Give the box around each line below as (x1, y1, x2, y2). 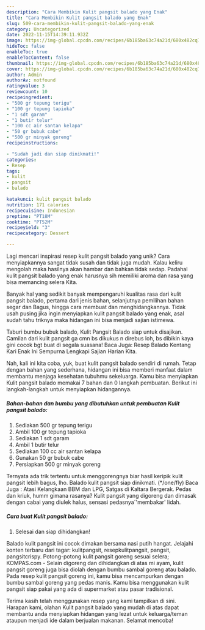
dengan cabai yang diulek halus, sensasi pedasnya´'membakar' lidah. (6, 498, 181, 506)
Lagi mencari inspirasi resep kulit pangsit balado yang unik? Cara (6, 252, 170, 260)
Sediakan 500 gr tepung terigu (15, 421, 93, 429)
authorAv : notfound (6, 77, 56, 83)
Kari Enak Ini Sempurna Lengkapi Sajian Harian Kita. (6, 348, 137, 355)
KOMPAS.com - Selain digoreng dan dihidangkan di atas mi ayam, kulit (6, 559, 184, 566)
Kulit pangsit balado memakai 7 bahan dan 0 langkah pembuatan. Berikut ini (6, 379, 197, 386)
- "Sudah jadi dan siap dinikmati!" (6, 151, 99, 157)
